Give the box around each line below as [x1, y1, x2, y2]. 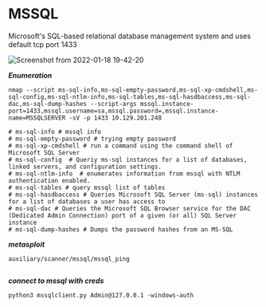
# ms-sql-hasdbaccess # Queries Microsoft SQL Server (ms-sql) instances [8, 191, 259, 199]
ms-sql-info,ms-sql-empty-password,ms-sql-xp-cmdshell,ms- [58, 85, 259, 94]
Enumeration [8, 70, 53, 80]
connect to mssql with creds [8, 276, 104, 285]
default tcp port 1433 [8, 39, 77, 49]
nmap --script [8, 85, 56, 94]
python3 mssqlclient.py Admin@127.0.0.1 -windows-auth [8, 291, 194, 299]
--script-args [90, 100, 137, 108]
